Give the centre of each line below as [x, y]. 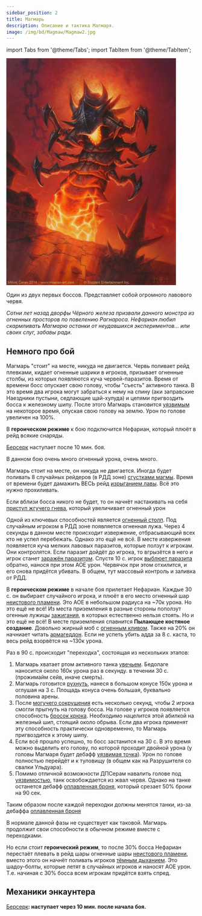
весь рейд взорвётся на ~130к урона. [55, 641]
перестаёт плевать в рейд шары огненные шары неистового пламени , [97, 854]
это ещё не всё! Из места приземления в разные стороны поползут [94, 609]
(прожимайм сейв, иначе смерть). [59, 677]
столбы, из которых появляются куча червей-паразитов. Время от [92, 379]
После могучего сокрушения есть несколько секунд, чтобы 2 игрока [105, 703]
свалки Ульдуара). [39, 767]
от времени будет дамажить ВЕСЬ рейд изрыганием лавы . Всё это [93, 483]
